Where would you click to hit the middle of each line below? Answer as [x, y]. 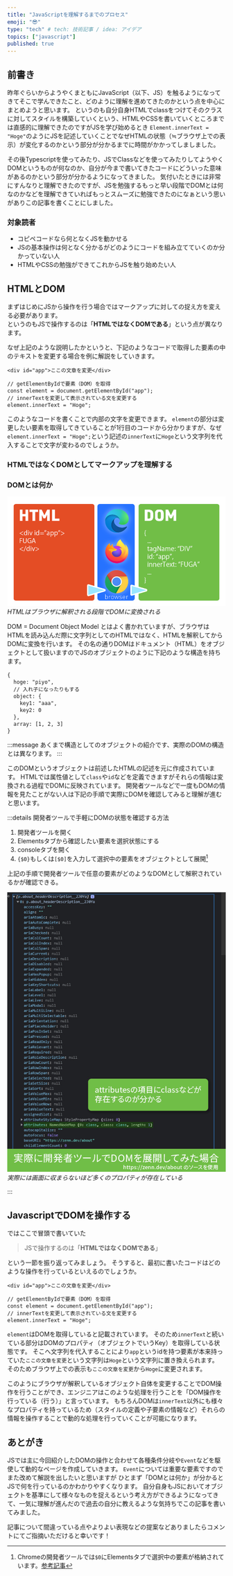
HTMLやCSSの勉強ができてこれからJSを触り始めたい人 [96, 265]
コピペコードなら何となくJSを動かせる [72, 239]
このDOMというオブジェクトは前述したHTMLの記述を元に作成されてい [108, 768]
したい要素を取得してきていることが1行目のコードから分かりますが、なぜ [117, 428]
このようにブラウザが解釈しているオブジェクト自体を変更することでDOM [112, 1384]
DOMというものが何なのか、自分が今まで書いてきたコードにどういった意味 [114, 168]
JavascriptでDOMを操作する [69, 1215]
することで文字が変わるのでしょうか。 [68, 445]
